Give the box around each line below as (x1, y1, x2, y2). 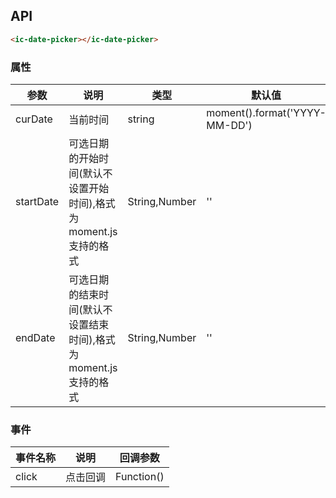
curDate (15, 112, 53, 126)
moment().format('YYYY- (206, 105, 327, 119)
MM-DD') (206, 118, 253, 132)
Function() (115, 470, 165, 484)
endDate (15, 330, 56, 344)
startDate (15, 194, 60, 208)
